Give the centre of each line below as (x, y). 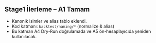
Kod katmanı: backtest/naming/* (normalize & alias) (63, 26)
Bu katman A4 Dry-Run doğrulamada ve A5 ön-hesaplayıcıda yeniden (81, 31)
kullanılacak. (24, 36)
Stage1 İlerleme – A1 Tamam (47, 9)
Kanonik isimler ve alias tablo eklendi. (49, 21)
